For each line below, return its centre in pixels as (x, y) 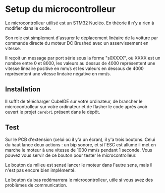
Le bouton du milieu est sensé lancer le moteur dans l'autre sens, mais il (79, 165)
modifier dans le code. (28, 28)
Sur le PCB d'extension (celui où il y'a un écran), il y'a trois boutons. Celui (80, 139)
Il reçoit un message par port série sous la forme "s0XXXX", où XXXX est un (83, 58)
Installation (23, 90)
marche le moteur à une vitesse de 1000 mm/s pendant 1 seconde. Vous (79, 150)
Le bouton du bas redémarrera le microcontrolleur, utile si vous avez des (79, 180)
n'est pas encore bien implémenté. (40, 170)
